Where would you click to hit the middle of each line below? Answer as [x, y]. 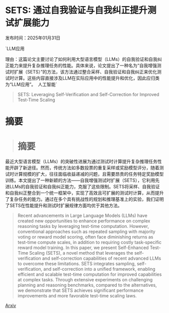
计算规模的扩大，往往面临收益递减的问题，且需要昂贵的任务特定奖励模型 [89, 174]
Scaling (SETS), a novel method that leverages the [81, 253]
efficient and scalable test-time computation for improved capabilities [90, 274]
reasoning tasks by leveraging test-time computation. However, [83, 226]
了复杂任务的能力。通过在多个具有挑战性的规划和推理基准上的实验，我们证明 [84, 199]
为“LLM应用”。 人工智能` [31, 84]
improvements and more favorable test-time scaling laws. [77, 296]
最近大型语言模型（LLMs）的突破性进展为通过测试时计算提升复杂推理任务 [81, 162]
